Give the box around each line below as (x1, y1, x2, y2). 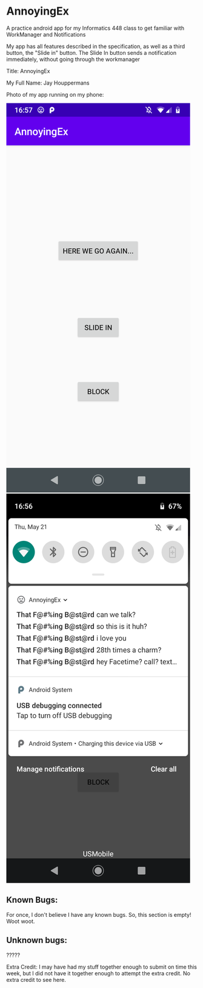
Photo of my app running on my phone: (6, 91, 104, 98)
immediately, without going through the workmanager (6, 55, 141, 63)
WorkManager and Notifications (6, 30, 86, 38)
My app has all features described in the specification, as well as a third (6, 43, 185, 50)
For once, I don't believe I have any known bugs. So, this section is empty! (6, 911, 191, 918)
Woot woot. (6, 917, 35, 925)
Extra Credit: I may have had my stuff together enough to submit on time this (6, 963, 197, 970)
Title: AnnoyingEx (6, 67, 50, 74)
